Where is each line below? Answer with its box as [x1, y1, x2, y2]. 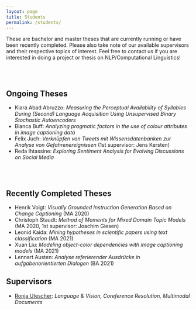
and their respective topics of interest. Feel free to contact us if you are [6, 48, 177, 55]
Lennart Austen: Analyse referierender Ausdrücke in [14, 254, 140, 260]
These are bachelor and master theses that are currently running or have [6, 36, 181, 43]
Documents [14, 298, 43, 305]
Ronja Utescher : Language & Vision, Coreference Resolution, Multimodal [14, 292, 190, 299]
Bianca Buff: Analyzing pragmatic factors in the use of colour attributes [14, 123, 187, 130]
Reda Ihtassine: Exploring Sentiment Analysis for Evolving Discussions [14, 147, 184, 155]
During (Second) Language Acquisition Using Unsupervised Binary [14, 111, 177, 118]
